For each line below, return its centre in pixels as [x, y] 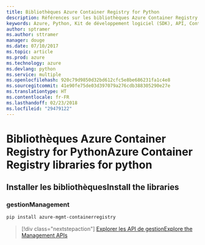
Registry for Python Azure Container [100, 152]
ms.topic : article [30, 52]
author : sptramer [28, 29]
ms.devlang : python [31, 69]
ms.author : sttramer [33, 35]
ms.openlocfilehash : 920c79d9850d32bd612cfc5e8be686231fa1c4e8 [88, 80]
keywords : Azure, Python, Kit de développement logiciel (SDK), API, [97, 23]
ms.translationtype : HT [37, 92]
